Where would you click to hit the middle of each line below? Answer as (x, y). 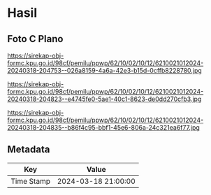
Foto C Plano (35, 39)
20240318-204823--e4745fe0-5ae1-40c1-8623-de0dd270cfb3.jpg (104, 99)
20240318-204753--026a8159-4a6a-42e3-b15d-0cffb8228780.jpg (105, 70)
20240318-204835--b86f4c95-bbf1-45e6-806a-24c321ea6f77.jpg (104, 127)
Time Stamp (31, 181)
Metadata (29, 150)
